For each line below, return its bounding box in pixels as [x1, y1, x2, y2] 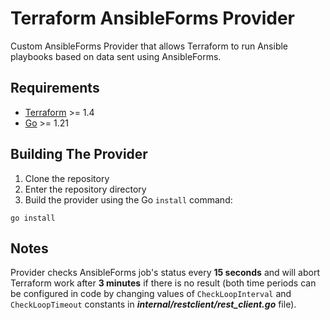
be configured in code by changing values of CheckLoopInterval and [10, 288, 292, 300]
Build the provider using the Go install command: [24, 193, 233, 206]
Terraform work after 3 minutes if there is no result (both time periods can [10, 277, 317, 289]
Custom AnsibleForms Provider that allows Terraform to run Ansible [10, 40, 289, 52]
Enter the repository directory [24, 183, 147, 195]
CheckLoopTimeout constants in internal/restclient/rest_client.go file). [10, 298, 297, 311]
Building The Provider [10, 146, 148, 163]
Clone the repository [24, 172, 110, 184]
